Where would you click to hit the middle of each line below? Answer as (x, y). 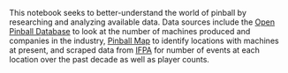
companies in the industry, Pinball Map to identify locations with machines (144, 40)
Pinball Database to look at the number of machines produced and (130, 31)
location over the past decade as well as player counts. (110, 59)
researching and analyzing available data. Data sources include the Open (142, 22)
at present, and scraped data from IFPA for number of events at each (135, 50)
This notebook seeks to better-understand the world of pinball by (128, 13)
